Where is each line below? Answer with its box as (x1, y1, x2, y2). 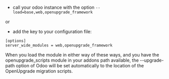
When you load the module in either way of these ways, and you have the (5, 52, 159, 58)
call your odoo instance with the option (12, 5, 95, 10)
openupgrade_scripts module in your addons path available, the (5, 57, 139, 63)
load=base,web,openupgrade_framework (12, 10, 93, 15)
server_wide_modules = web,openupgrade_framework (5, 43, 113, 48)
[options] (5, 38, 26, 43)
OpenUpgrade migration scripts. (5, 68, 73, 74)
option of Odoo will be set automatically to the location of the (16, 63, 144, 68)
